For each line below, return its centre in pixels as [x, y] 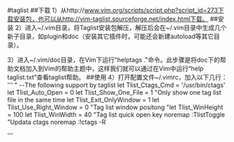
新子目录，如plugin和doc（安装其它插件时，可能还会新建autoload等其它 [111, 36]
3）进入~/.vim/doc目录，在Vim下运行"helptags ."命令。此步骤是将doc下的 [114, 60]
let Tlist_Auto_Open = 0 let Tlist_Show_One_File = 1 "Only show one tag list [114, 92]
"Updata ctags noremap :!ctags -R [57, 122]
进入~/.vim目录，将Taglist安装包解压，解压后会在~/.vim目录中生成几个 [126, 27]
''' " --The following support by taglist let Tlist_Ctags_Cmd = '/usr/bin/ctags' [116, 85]
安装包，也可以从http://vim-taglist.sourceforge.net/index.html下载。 [111, 19]
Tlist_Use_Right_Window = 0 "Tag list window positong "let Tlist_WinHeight [115, 107]
